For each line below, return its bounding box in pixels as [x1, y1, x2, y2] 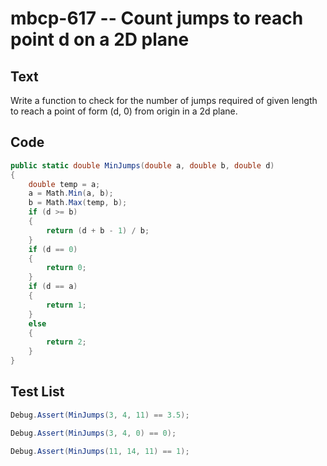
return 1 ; [46, 300, 87, 310]
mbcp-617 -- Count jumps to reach [10, 7, 304, 30]
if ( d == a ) [28, 282, 78, 292]
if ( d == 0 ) [28, 244, 78, 254]
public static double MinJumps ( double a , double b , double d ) [10, 160, 275, 171]
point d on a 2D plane [10, 28, 190, 51]
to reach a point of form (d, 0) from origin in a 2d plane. [10, 105, 238, 117]
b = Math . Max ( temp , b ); [28, 198, 128, 208]
